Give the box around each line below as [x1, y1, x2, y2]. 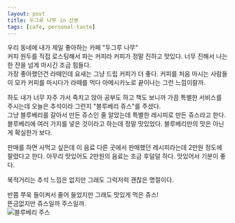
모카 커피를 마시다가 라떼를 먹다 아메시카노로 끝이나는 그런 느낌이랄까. [14, 79, 206, 87]
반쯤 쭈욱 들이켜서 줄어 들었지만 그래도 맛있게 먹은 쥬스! [7, 191, 159, 199]
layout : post [7, 10, 46, 18]
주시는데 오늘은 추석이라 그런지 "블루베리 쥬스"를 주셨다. [7, 102, 161, 111]
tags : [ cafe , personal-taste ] [7, 23, 96, 30]
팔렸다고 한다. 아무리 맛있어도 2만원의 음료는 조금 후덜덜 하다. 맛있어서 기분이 [7, 152, 219, 161]
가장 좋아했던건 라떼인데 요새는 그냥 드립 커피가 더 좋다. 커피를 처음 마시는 [7, 69, 209, 78]
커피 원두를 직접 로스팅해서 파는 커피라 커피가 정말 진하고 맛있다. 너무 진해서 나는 [7, 52, 228, 60]
